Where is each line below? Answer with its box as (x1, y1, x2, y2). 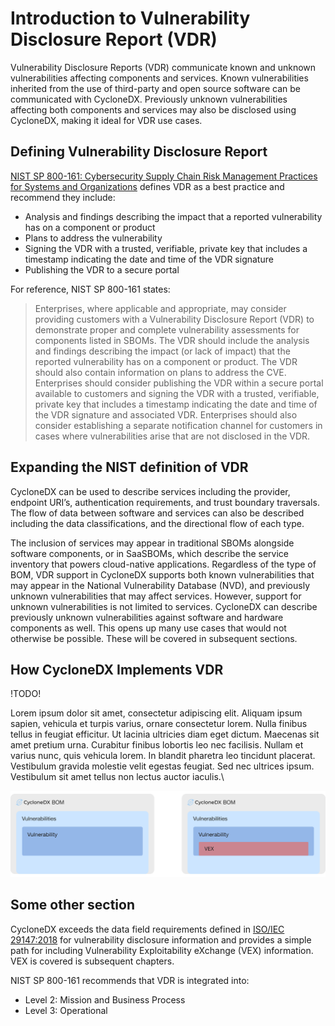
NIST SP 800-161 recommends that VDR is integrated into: (10, 974, 250, 986)
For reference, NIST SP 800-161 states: (10, 283, 171, 295)
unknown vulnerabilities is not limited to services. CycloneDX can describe (10, 600, 318, 612)
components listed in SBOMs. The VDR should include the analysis (34, 334, 310, 346)
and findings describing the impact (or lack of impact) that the (34, 345, 291, 357)
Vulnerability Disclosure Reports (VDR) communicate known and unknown (10, 61, 317, 73)
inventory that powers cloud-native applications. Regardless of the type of (10, 558, 317, 570)
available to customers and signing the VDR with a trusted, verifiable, (34, 387, 320, 399)
